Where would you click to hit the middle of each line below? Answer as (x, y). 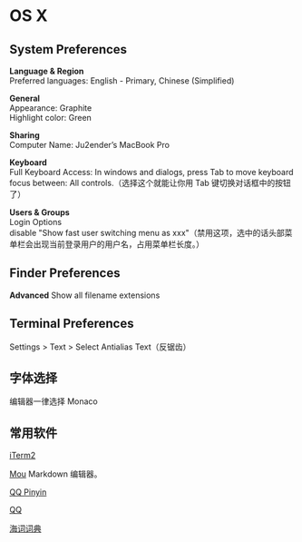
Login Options (35, 222)
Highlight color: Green (51, 118)
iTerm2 (23, 456)
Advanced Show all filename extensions (85, 295)
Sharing (25, 135)
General (25, 98)
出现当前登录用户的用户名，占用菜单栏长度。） (118, 244)
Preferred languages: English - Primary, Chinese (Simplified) (122, 81)
